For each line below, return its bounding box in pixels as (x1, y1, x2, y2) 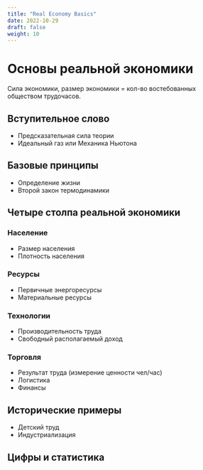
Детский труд (17, 423, 60, 432)
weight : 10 (7, 30, 40, 38)
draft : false (7, 23, 46, 31)
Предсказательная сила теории (17, 132, 114, 139)
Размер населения (17, 244, 75, 252)
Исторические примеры (7, 404, 122, 416)
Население (7, 228, 48, 238)
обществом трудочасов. (7, 92, 82, 100)
